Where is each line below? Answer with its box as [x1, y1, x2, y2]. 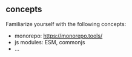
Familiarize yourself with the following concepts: [5, 20, 127, 27]
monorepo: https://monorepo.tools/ [14, 32, 103, 39]
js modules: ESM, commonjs [14, 38, 85, 45]
